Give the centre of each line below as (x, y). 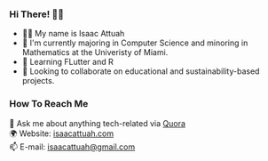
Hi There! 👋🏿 (37, 14)
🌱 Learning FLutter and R (67, 62)
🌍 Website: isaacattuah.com (62, 133)
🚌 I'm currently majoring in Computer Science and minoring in (135, 43)
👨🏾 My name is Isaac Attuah (73, 34)
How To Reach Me (49, 104)
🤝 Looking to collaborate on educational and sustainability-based (141, 71)
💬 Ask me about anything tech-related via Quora (98, 123)
